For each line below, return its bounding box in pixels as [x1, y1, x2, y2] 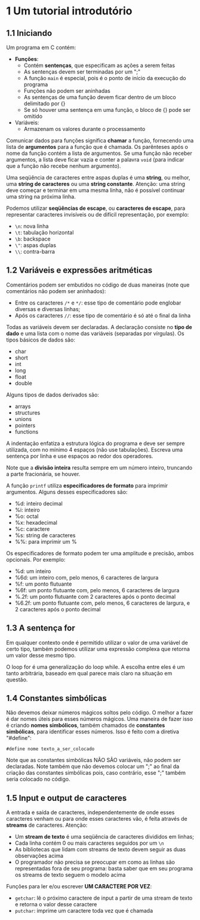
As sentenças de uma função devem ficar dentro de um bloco [23, 94, 176, 100]
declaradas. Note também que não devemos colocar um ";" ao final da [6, 763, 180, 770]
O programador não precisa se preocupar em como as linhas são [14, 858, 175, 866]
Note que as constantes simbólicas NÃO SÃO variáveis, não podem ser [6, 757, 181, 764]
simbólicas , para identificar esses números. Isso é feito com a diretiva [6, 728, 179, 735]
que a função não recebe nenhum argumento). [6, 163, 121, 169]
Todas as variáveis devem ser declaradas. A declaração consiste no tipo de [6, 323, 192, 330]
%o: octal [14, 513, 39, 520]
